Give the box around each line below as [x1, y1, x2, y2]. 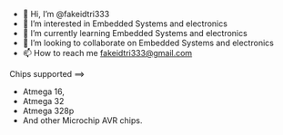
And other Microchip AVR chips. [22, 115, 143, 126]
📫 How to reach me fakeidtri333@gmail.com [22, 48, 193, 58]
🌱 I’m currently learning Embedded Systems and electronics [22, 28, 248, 38]
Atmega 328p [22, 105, 75, 116]
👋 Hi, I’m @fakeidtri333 [22, 9, 110, 19]
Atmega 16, [22, 86, 66, 97]
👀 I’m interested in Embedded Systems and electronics [22, 18, 227, 29]
